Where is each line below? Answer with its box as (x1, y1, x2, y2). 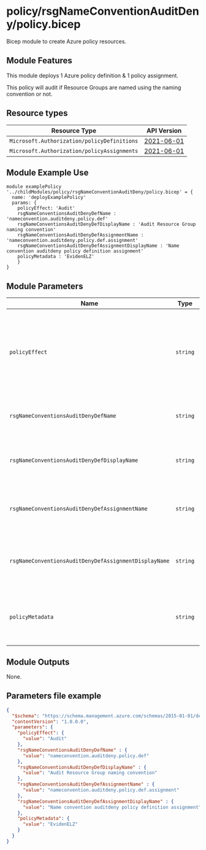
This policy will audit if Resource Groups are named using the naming (6, 84, 181, 91)
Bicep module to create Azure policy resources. (6, 37, 127, 45)
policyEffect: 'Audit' (17, 205, 75, 211)
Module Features (6, 55, 72, 66)
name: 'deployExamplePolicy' (12, 195, 86, 201)
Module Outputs (6, 657, 70, 667)
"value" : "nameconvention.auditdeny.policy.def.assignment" (22, 787, 180, 793)
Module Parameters (6, 281, 83, 291)
